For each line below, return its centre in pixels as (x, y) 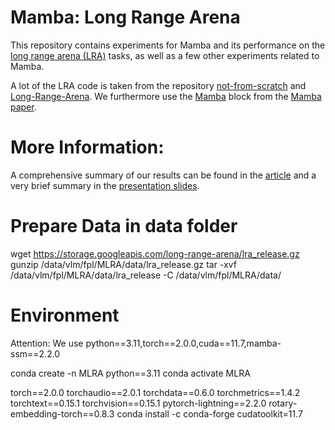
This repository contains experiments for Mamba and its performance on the (168, 45)
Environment (65, 315)
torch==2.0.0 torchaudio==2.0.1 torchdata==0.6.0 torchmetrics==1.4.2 (155, 392)
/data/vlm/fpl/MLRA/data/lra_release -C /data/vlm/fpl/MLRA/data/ (146, 275)
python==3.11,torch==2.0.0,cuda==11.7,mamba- (183, 343)
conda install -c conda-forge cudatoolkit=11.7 (209, 413)
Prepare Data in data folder (124, 226)
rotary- (283, 403)
